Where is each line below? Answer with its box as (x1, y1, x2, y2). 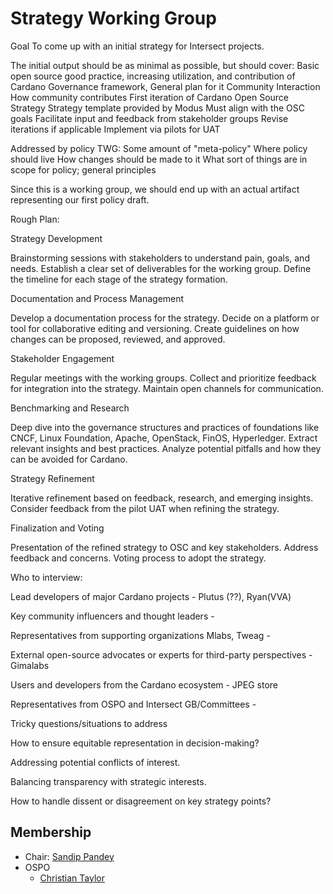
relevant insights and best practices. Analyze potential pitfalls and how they (10, 442, 322, 454)
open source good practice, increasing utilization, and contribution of (10, 70, 296, 82)
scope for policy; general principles (10, 163, 157, 176)
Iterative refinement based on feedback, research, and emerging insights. (10, 492, 314, 504)
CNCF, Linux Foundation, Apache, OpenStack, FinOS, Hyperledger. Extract (10, 432, 318, 444)
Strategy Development (10, 232, 103, 244)
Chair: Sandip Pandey (24, 850, 115, 862)
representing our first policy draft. (10, 193, 150, 206)
